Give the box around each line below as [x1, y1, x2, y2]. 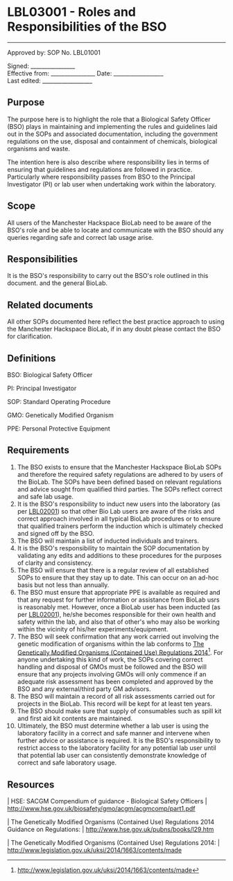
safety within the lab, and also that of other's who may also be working [17, 618, 220, 626]
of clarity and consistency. [17, 559, 94, 567]
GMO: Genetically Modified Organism [7, 411, 114, 419]
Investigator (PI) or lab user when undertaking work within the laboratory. [7, 180, 216, 188]
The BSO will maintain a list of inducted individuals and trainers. [17, 537, 200, 545]
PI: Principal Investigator [7, 384, 77, 392]
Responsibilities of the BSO [7, 19, 167, 35]
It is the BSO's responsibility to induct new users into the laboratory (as [17, 500, 221, 508]
